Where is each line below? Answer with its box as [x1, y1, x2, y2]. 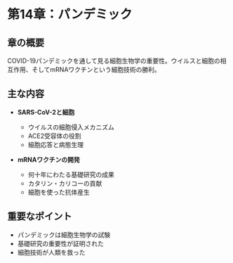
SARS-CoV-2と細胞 [17, 108, 75, 116]
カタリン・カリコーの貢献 [27, 179, 102, 187]
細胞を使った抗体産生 [27, 188, 90, 196]
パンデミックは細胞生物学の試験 [17, 230, 111, 239]
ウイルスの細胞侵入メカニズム [27, 122, 114, 131]
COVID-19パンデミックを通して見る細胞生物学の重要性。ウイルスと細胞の [7, 57, 221, 65]
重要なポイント [7, 210, 72, 222]
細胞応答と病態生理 [27, 140, 84, 148]
